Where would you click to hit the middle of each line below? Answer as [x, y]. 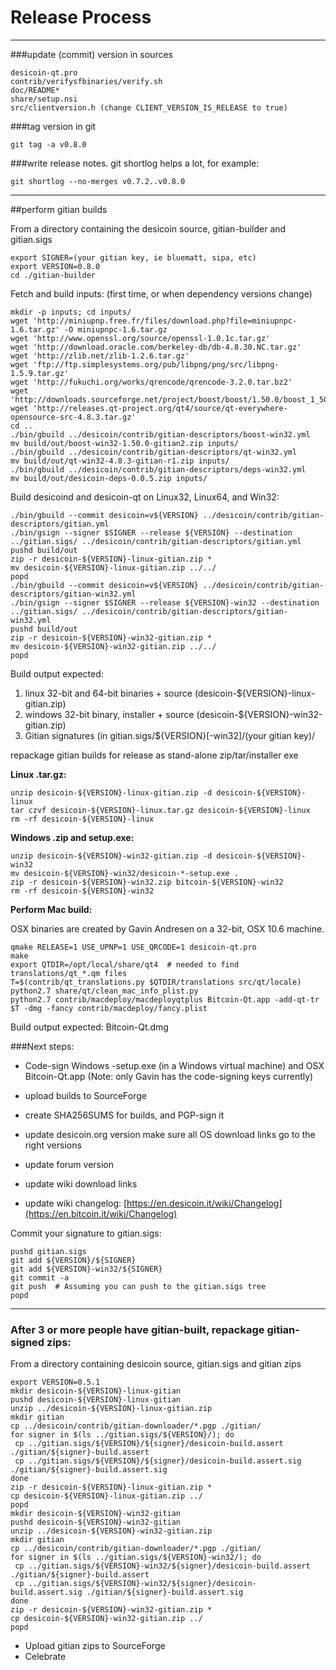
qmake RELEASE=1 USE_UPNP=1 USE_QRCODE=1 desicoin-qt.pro [133, 947]
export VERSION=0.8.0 [55, 266]
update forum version [69, 1164]
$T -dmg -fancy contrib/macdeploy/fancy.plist [109, 1008]
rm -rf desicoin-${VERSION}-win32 [82, 891]
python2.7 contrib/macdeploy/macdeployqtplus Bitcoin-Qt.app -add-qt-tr [165, 999]
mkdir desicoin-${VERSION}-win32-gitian [96, 1514]
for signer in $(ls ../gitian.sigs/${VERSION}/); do [122, 1435]
